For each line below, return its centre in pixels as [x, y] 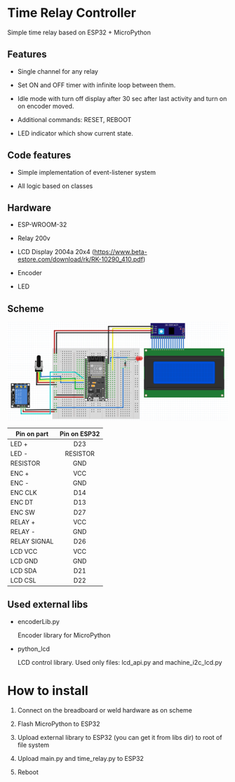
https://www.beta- [121, 252]
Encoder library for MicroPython [64, 635]
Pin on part [32, 434]
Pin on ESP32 [80, 434]
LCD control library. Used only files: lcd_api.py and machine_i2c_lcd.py [120, 662]
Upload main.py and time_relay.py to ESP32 [80, 758]
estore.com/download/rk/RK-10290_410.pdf [80, 259]
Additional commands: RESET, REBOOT [74, 119]
